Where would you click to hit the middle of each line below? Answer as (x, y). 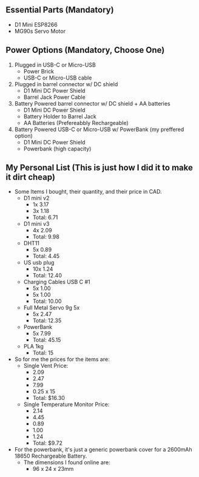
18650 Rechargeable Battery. (51, 456)
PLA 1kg (33, 347)
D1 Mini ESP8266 (36, 24)
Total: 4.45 (46, 256)
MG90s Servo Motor (40, 31)
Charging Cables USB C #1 (57, 282)
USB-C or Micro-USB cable (58, 78)
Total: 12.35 (47, 320)
